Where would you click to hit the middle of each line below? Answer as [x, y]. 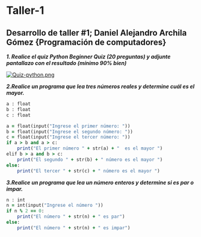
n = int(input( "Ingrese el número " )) [55, 206]
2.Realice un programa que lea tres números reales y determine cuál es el [100, 86]
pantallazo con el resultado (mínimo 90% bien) [66, 63]
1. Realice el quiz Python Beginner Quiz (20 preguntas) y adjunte [88, 57]
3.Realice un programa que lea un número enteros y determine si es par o [100, 182]
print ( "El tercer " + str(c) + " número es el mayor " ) [89, 171]
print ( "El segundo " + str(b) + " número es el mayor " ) [90, 160]
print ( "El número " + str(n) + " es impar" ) [74, 228]
